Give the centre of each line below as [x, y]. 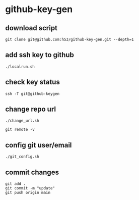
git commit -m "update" [30, 188]
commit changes [32, 172]
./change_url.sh [22, 121]
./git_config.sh [22, 157]
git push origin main [28, 193]
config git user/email [39, 145]
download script [31, 28]
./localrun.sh [20, 67]
